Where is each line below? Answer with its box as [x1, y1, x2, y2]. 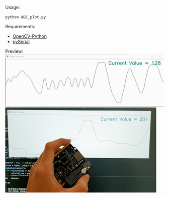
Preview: [5, 48, 24, 54]
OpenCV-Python [12, 33, 47, 39]
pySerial [12, 39, 30, 44]
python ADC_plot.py [5, 15, 46, 20]
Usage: [5, 5, 20, 10]
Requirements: [5, 24, 35, 29]
